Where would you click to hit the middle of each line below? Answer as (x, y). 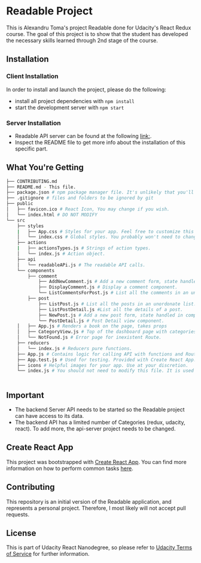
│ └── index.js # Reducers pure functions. (75, 348)
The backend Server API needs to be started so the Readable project (100, 410)
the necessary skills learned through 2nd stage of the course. (82, 40)
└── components (36, 270)
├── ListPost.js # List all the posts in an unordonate (109, 304)
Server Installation (33, 123)
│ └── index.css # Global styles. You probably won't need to (99, 237)
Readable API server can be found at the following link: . (83, 136)
